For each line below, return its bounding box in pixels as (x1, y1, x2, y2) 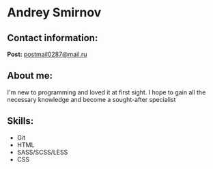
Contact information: (7, 32, 98, 44)
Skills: (7, 115, 34, 127)
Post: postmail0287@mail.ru (7, 50, 87, 58)
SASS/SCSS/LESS (16, 148, 68, 156)
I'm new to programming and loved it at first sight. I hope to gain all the (7, 88, 206, 96)
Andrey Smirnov (7, 5, 102, 21)
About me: (7, 70, 53, 81)
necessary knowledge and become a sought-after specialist (7, 95, 176, 103)
